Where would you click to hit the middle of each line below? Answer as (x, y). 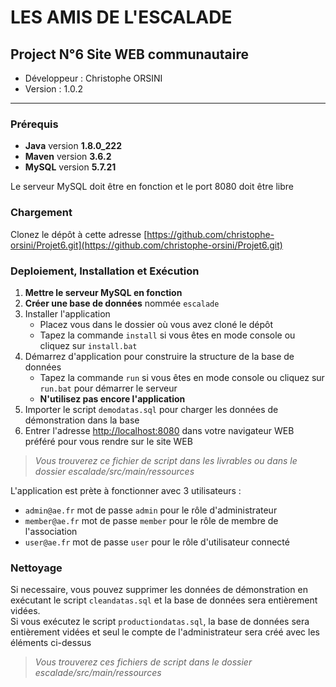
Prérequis (34, 124)
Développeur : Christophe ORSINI (93, 78)
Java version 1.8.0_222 (73, 146)
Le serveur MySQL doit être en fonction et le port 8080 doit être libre (152, 187)
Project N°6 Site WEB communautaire (130, 54)
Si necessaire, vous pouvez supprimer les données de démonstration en (159, 590)
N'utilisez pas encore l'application (112, 398)
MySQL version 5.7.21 (70, 167)
